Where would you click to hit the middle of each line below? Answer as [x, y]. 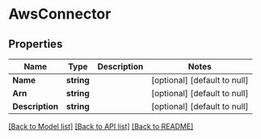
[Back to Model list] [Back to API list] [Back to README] [101, 126]
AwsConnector [60, 14]
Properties [36, 44]
